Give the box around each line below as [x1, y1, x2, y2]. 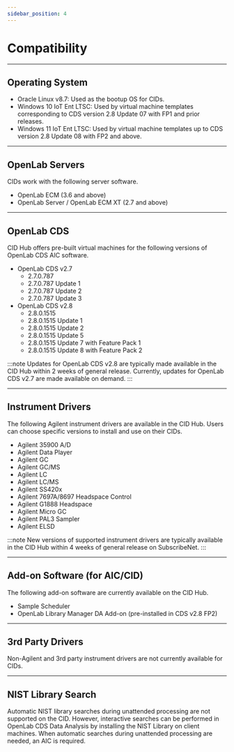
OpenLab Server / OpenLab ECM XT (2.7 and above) [17, 198, 169, 206]
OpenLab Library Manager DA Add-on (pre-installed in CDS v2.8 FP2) [17, 609, 218, 617]
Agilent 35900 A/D [17, 440, 72, 449]
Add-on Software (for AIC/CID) [7, 570, 144, 582]
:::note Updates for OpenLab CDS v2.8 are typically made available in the [7, 360, 217, 368]
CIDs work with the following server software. [7, 177, 139, 186]
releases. [17, 117, 44, 126]
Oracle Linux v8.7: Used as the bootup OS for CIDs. [17, 95, 165, 103]
